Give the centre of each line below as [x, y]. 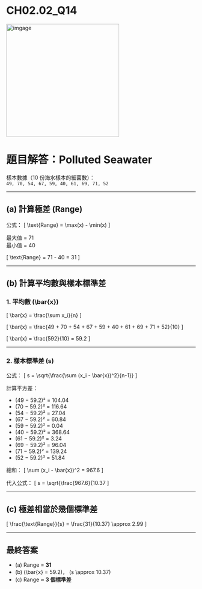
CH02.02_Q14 [42, 11]
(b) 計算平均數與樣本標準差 [56, 283]
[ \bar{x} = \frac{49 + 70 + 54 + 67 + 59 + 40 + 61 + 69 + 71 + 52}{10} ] [95, 327]
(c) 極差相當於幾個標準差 [52, 509]
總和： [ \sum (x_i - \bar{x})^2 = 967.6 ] [55, 470]
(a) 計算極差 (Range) [44, 209]
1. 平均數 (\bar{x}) [32, 302]
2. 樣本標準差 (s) [30, 361]
